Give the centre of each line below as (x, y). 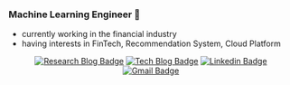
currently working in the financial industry (99, 34)
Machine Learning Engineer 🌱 (75, 14)
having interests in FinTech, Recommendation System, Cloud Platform (151, 43)
